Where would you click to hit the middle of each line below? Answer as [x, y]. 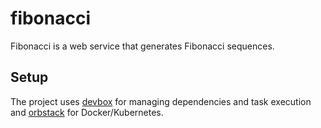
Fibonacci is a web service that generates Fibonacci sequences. [142, 46]
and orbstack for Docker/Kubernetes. [87, 112]
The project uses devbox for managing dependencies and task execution [161, 101]
